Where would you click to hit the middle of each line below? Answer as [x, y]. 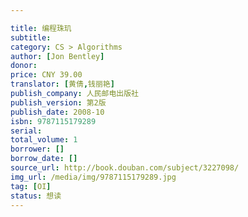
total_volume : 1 [44, 140]
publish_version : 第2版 [58, 102]
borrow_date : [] [44, 159]
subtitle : [31, 37]
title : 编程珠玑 [41, 28]
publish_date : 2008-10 [57, 112]
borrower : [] [37, 149]
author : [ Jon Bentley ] [57, 56]
